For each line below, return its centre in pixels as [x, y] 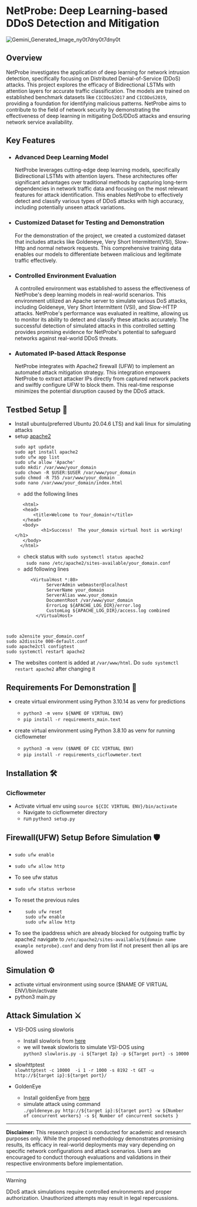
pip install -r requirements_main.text [72, 719]
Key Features [31, 141]
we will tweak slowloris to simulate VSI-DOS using [84, 1047]
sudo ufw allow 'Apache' [45, 463]
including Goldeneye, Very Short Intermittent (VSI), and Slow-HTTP [96, 307]
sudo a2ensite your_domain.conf [45, 636]
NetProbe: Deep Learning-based [87, 11]
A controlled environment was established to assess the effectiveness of [102, 288]
